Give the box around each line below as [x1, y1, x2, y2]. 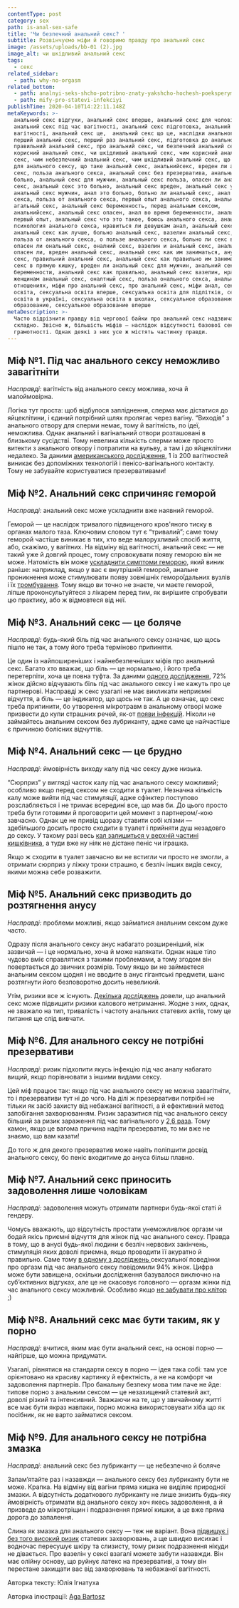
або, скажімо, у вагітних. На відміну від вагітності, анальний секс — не [7, 543, 224, 551]
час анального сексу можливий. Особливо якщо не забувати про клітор [7, 1285, 228, 1294]
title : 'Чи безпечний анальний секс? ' [7, 30, 126, 38]
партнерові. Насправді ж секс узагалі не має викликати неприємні [7, 687, 212, 695]
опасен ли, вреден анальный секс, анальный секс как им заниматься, [14, 249, 221, 256]
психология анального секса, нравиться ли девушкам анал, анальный [14, 222, 218, 229]
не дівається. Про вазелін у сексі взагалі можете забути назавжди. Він [7, 1549, 224, 1557]
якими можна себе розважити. [7, 867, 102, 876]
